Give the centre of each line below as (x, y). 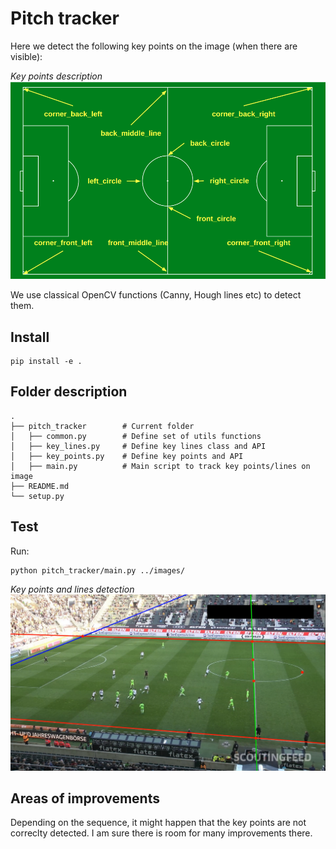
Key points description (56, 76)
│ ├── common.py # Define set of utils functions (136, 436)
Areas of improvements (85, 798)
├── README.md (40, 486)
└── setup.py (37, 496)
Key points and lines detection (72, 589)
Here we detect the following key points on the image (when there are (154, 46)
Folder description (69, 392)
